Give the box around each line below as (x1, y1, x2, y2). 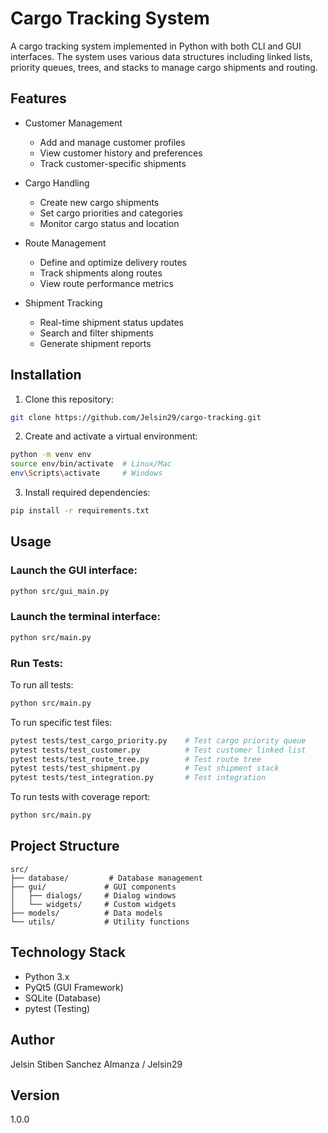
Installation (10, 367, 82, 384)
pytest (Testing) (24, 1002, 91, 1014)
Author (10, 1032, 55, 1049)
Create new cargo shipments (39, 196, 160, 208)
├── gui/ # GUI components (10, 882, 177, 892)
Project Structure (10, 838, 120, 855)
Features (10, 90, 67, 107)
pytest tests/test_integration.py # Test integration (10, 773, 267, 783)
